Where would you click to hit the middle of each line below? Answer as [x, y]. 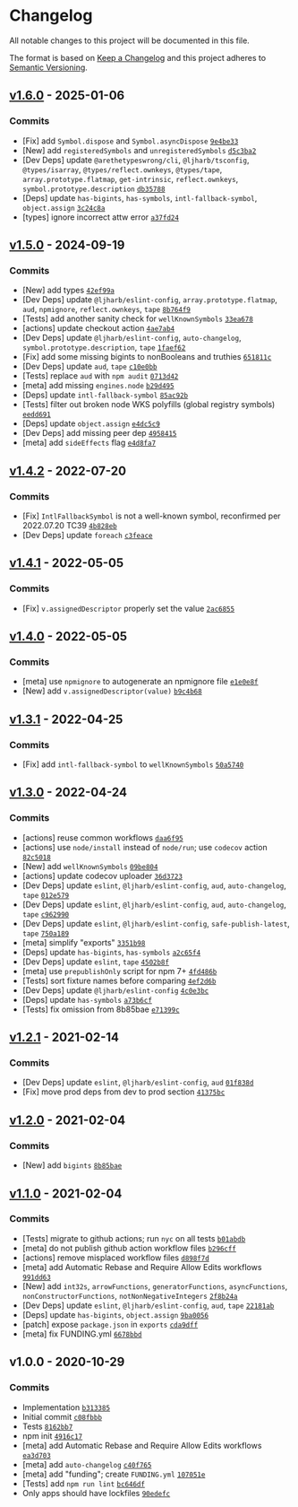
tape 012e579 [46, 895]
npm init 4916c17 [52, 1435]
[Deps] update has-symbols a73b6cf [87, 999]
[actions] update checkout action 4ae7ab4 [98, 328]
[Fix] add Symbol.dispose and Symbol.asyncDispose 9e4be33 [130, 141]
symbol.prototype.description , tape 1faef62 [104, 347]
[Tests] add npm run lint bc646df [84, 1483]
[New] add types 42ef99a [68, 290]
